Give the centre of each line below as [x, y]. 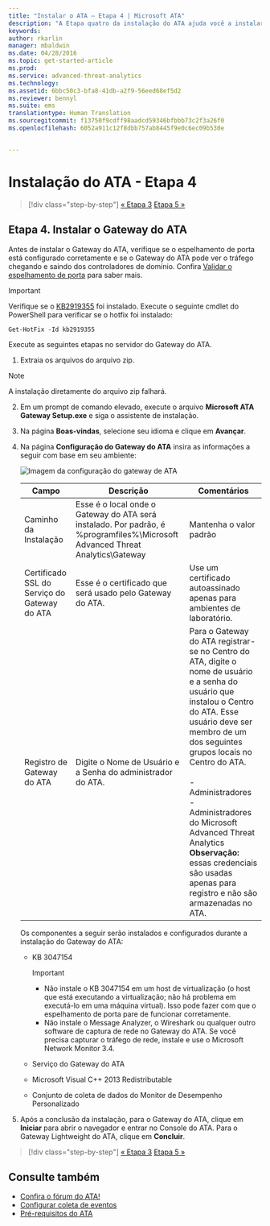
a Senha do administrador [124, 772]
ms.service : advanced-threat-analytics [75, 76]
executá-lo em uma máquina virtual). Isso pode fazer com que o [150, 1005]
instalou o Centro [222, 702]
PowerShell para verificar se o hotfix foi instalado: [90, 314]
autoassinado [215, 587]
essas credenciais [223, 863]
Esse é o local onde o [116, 504]
